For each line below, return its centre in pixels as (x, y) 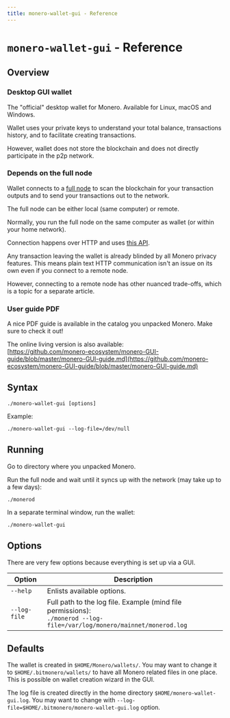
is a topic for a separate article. (51, 291)
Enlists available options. (87, 590)
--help (21, 591)
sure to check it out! (35, 331)
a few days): (25, 487)
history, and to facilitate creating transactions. (72, 135)
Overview (28, 73)
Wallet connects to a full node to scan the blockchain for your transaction (110, 188)
